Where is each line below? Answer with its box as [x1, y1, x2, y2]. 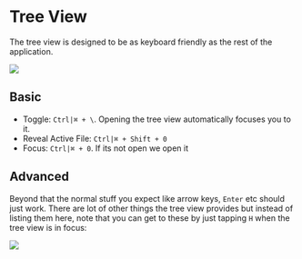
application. [9, 45, 54, 56]
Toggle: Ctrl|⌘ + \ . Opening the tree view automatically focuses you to [22, 114, 291, 125]
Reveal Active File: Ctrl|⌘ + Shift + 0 [22, 133, 167, 144]
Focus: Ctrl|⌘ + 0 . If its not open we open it [22, 143, 189, 154]
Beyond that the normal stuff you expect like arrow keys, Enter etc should [9, 193, 285, 204]
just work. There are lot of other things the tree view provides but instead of [9, 203, 294, 214]
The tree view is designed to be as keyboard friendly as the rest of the [9, 36, 273, 47]
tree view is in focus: [9, 222, 87, 233]
